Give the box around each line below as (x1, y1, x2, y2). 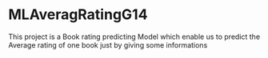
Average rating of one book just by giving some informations (8, 40, 208, 49)
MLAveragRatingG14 (8, 6, 148, 24)
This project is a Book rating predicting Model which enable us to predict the (8, 32, 261, 41)
